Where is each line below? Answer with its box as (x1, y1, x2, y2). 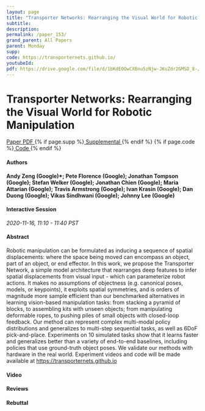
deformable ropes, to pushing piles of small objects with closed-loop (6, 311, 179, 319)
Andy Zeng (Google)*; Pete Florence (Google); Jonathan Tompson (6, 172, 179, 180)
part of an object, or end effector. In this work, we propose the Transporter (6, 260, 194, 267)
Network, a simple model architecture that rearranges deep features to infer (6, 266, 197, 274)
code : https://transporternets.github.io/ (6, 54, 116, 60)
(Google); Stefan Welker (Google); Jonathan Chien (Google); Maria (6, 178, 179, 186)
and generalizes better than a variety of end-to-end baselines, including (6, 337, 187, 345)
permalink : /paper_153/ (6, 32, 67, 38)
